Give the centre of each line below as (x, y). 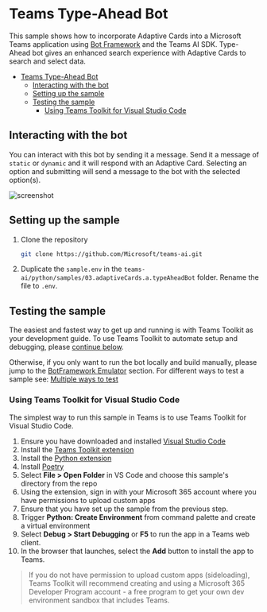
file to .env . (39, 286)
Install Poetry (42, 467)
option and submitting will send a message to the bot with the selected (125, 171)
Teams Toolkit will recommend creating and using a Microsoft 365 (137, 583)
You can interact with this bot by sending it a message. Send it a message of (134, 154)
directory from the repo (59, 483)
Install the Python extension (66, 458)
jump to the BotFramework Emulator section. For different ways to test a (127, 371)
